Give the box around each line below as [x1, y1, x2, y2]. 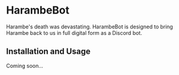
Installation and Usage [6, 47, 91, 57]
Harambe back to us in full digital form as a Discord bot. [6, 29, 142, 36]
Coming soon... [6, 62, 43, 69]
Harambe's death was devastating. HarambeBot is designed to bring [6, 23, 173, 30]
